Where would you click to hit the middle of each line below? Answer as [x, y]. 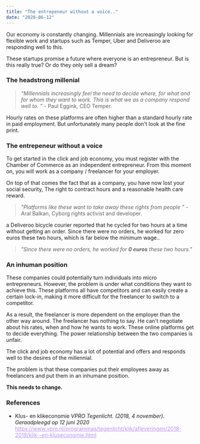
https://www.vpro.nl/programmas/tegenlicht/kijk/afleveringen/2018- [98, 428]
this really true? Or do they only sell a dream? [62, 65]
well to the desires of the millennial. [50, 358]
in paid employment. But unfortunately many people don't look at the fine [96, 124]
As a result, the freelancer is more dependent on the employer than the [93, 314]
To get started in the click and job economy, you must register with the [93, 159]
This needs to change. [34, 387]
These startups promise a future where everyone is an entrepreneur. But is [98, 58]
